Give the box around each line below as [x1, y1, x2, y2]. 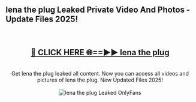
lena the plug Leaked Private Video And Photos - [5, 5, 191, 15]
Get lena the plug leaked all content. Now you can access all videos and [11, 70, 189, 77]
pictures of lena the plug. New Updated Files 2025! [37, 76, 163, 83]
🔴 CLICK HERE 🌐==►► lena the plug [31, 47, 170, 58]
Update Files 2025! [5, 14, 79, 25]
